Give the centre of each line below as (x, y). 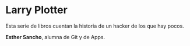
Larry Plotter (36, 10)
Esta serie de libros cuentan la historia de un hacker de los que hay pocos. (95, 26)
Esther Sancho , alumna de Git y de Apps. (55, 37)
